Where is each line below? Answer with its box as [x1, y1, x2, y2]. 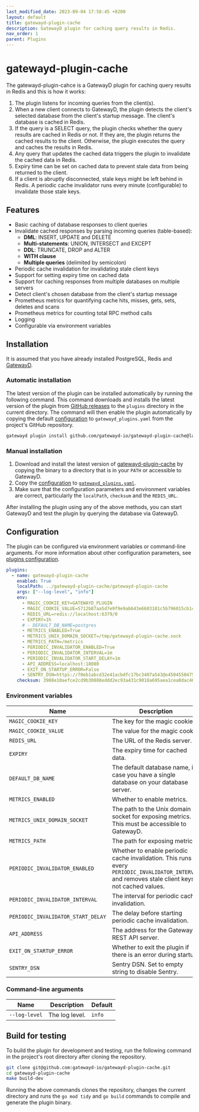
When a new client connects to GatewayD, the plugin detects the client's [14, 105, 192, 113]
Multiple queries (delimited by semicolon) [23, 259, 127, 266]
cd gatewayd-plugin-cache [6, 1070, 70, 1076]
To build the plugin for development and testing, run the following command [6, 1047, 191, 1054]
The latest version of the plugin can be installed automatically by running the [6, 389, 193, 397]
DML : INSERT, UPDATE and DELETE [23, 233, 111, 241]
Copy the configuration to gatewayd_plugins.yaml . [14, 479, 136, 486]
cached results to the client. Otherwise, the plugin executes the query [14, 137, 185, 145]
